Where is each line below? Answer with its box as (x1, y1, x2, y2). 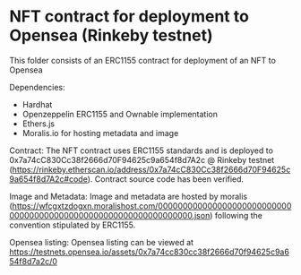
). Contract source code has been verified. (87, 173, 245, 185)
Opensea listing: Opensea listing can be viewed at (9, 236, 194, 247)
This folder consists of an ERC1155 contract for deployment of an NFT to (9, 55, 276, 65)
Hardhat (21, 99, 53, 109)
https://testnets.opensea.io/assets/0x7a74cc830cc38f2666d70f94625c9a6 (9, 246, 289, 257)
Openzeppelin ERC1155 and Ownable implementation (21, 108, 218, 119)
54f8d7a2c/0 (9, 255, 58, 266)
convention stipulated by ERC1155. (9, 219, 136, 230)
